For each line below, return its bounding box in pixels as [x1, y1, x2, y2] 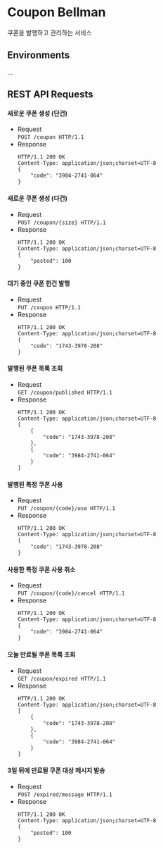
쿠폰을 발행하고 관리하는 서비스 [7, 28, 93, 37]
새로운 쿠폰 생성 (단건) [7, 109, 68, 117]
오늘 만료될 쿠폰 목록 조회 [7, 650, 76, 659]
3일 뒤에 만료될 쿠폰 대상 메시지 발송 [7, 766, 105, 775]
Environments [7, 49, 70, 61]
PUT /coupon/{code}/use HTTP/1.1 [17, 505, 116, 512]
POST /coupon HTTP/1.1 [17, 134, 84, 141]
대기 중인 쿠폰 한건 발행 [7, 279, 70, 287]
